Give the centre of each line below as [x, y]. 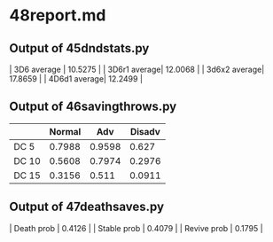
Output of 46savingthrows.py [93, 107]
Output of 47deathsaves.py [87, 207]
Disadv [145, 131]
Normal [65, 131]
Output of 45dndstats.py [79, 48]
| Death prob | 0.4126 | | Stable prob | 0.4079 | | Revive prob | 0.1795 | [136, 228]
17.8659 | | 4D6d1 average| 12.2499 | [76, 79]
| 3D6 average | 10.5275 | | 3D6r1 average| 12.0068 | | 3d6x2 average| [137, 69]
